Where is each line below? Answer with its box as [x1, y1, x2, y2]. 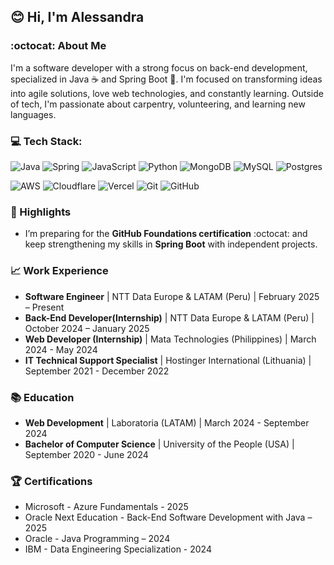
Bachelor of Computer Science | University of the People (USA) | [24, 438, 295, 450]
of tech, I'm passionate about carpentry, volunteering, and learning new [10, 98, 306, 110]
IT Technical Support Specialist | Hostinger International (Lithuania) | [24, 354, 312, 366]
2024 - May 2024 [24, 343, 98, 355]
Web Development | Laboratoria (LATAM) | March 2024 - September [24, 416, 310, 429]
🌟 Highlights [10, 205, 72, 219]
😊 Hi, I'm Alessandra [10, 9, 145, 26]
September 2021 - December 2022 [24, 365, 170, 377]
